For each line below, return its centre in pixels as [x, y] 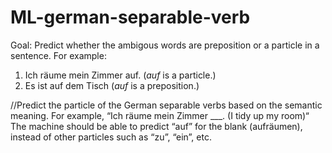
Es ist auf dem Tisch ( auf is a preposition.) [112, 85]
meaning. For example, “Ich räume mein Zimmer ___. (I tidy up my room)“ [160, 115]
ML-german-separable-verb [130, 17]
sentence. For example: [58, 55]
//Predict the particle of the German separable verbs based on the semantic [166, 105]
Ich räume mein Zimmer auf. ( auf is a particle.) [120, 75]
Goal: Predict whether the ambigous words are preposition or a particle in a [165, 45]
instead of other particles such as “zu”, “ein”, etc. [111, 137]
